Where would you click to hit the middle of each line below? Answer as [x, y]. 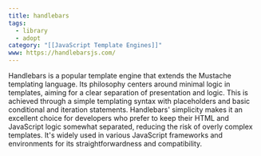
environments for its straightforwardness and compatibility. [105, 144]
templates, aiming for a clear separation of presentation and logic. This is [129, 92]
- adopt [28, 38]
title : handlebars [39, 16]
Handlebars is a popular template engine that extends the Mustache [120, 76]
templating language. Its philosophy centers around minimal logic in [119, 84]
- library [32, 30]
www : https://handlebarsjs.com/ [62, 53]
